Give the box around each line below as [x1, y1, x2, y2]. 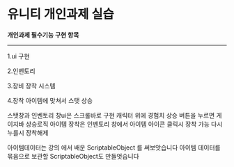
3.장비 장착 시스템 [7, 81, 56, 90]
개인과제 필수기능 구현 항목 [7, 31, 79, 39]
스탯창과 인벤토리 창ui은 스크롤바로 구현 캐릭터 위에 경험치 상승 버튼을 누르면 [7, 111, 215, 119]
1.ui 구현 [7, 51, 30, 60]
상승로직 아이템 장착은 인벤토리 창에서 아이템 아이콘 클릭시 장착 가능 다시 [25, 120, 223, 128]
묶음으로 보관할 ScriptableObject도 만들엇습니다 [7, 152, 139, 160]
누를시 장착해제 [7, 128, 49, 136]
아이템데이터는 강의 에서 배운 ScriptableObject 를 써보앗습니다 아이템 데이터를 [7, 143, 221, 152]
